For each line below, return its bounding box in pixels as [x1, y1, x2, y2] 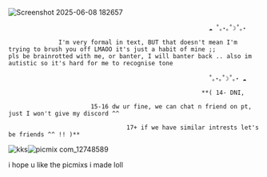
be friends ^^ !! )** [8, 131, 81, 139]
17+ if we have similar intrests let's [126, 124, 260, 132]
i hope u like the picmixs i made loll [8, 160, 124, 169]
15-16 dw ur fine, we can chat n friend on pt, [90, 103, 252, 111]
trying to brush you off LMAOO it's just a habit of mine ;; [8, 45, 217, 53]
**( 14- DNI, [201, 88, 245, 96]
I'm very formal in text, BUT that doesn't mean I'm [58, 38, 238, 46]
